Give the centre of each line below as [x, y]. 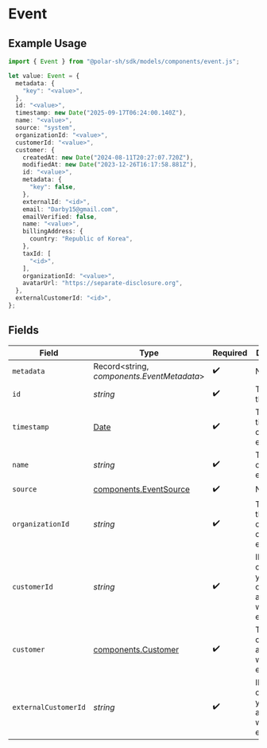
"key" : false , [53, 187]
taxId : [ [37, 253]
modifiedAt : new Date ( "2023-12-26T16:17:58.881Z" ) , [110, 165]
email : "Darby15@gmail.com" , [71, 209]
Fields [24, 330]
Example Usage [48, 43]
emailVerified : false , [60, 217]
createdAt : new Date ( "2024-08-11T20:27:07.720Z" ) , [108, 157]
